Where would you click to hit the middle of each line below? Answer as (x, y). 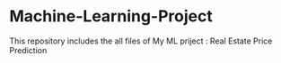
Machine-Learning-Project (111, 16)
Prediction (28, 50)
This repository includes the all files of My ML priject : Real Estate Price (141, 41)
